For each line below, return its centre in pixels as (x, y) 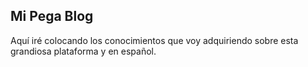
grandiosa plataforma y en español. (83, 51)
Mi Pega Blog (52, 16)
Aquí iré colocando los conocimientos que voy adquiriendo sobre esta (154, 40)
